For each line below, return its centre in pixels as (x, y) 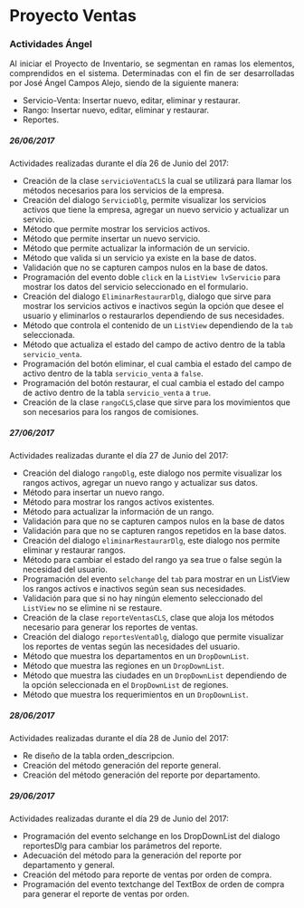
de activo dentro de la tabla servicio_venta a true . (116, 393)
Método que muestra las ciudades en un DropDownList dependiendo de (155, 675)
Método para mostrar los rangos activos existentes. (119, 502)
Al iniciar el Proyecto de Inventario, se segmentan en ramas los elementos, (152, 63)
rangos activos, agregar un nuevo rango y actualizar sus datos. (140, 483)
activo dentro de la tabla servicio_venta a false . (113, 373)
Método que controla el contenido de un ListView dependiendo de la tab (158, 325)
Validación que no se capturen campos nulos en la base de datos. (145, 267)
